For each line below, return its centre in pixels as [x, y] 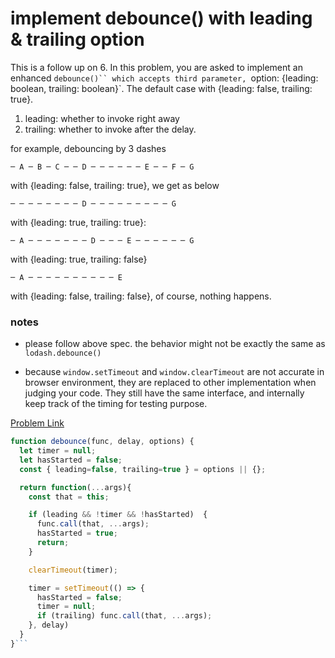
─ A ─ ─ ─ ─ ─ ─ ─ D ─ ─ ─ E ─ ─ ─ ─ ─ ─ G [102, 240]
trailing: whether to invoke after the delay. [110, 129]
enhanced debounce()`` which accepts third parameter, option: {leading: [164, 78]
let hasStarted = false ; [71, 460]
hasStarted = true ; [77, 533]
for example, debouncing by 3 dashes [88, 148]
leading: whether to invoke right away [102, 118]
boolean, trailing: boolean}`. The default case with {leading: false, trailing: [161, 88]
